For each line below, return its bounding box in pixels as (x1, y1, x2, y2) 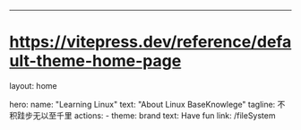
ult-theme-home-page (9, 51, 182, 72)
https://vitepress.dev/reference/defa (9, 32, 292, 52)
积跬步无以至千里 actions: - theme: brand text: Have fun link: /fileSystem (9, 109, 276, 121)
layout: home (9, 80, 57, 91)
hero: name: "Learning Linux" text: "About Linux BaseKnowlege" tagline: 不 (9, 99, 286, 109)
